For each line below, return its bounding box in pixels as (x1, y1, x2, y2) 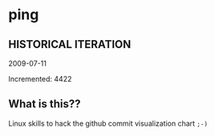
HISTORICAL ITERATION (8, 38, 132, 51)
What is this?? (8, 98, 81, 111)
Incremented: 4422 (8, 74, 72, 83)
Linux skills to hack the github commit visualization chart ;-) (8, 118, 209, 128)
